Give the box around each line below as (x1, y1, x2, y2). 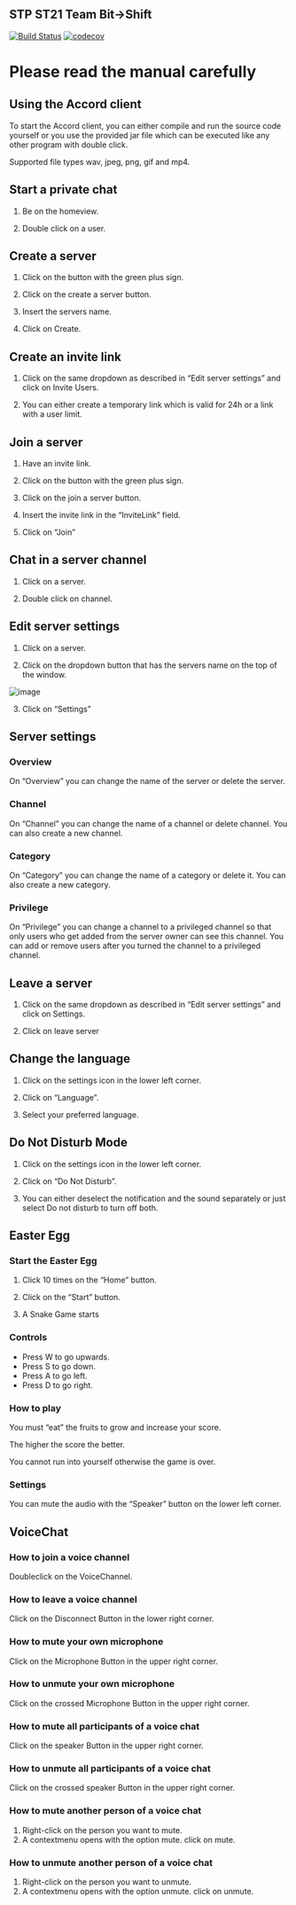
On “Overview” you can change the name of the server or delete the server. (9, 776, 285, 787)
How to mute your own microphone (9, 1635, 164, 1648)
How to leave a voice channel (9, 1593, 137, 1605)
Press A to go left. (21, 1370, 88, 1381)
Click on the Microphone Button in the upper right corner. (9, 1656, 219, 1666)
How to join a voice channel (9, 1551, 130, 1564)
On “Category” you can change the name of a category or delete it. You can (9, 869, 286, 881)
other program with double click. (9, 139, 129, 150)
